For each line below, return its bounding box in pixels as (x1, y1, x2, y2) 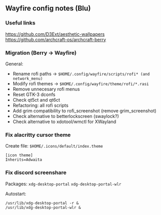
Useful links (5, 19, 36, 27)
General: (5, 61, 24, 67)
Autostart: (5, 190, 27, 197)
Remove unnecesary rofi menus (12, 86, 80, 92)
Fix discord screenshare (5, 169, 66, 176)
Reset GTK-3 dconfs (12, 91, 56, 98)
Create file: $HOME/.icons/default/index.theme (5, 143, 103, 149)
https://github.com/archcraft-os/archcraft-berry (5, 36, 106, 42)
